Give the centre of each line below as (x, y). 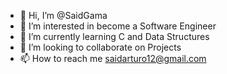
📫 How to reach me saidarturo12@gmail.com (113, 58)
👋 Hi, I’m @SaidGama (63, 15)
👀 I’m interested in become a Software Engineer (118, 26)
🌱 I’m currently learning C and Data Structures (114, 36)
